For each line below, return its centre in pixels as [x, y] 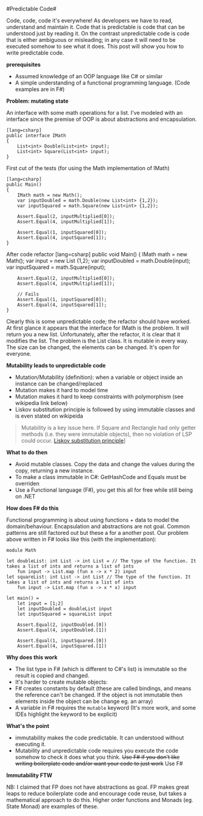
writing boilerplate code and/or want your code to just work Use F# [99, 763]
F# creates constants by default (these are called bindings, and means [103, 688]
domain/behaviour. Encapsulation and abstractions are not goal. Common [98, 526]
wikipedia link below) [41, 403]
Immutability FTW [29, 775]
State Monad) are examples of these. [52, 806]
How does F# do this [32, 508]
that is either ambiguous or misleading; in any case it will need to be [91, 40]
